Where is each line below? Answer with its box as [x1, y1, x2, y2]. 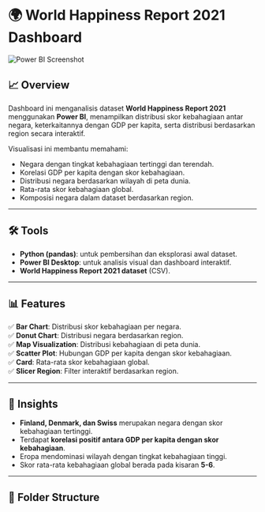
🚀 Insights [8, 397, 58, 411]
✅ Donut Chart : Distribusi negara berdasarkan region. [8, 331, 184, 341]
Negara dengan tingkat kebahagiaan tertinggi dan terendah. [19, 159, 215, 168]
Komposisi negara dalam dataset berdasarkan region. [19, 193, 194, 202]
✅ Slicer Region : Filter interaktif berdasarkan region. [8, 367, 179, 376]
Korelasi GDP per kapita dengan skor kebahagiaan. [19, 168, 185, 177]
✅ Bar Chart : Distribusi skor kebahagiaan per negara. [8, 322, 181, 332]
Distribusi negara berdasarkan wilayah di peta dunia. [19, 175, 191, 186]
